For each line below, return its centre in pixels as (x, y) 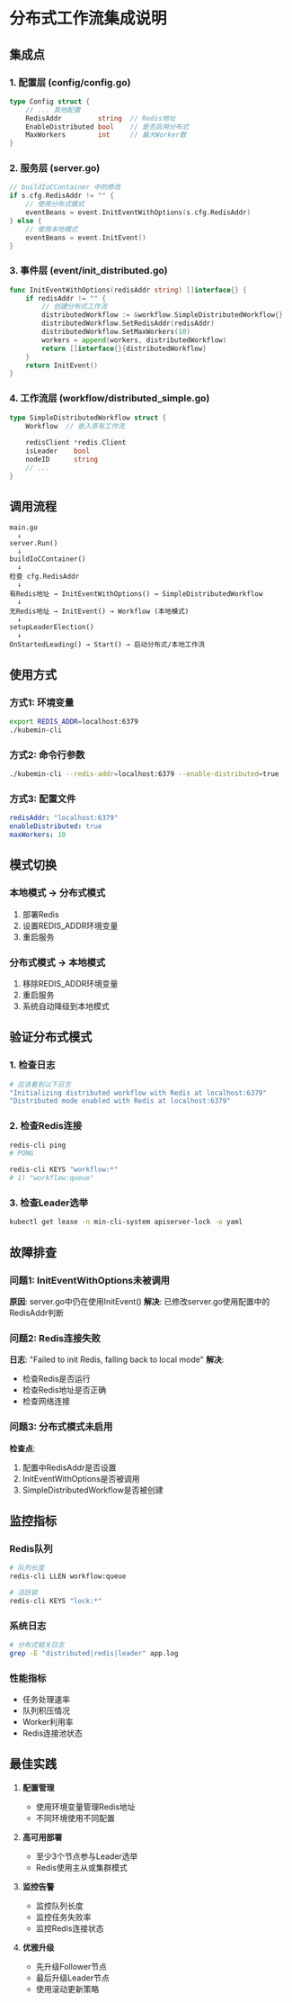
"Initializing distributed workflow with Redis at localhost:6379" (138, 1093)
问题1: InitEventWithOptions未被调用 (90, 1280)
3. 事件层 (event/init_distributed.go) (88, 271)
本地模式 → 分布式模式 (58, 893)
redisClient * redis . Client (76, 443)
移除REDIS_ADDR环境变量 (70, 983)
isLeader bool (58, 451)
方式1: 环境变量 (42, 702)
